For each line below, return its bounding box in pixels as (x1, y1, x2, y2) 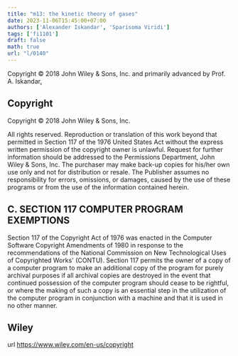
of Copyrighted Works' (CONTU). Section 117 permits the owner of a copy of (7, 256, 231, 265)
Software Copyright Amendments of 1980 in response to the (7, 240, 183, 249)
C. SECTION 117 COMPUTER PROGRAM (7, 204, 183, 216)
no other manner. (7, 301, 58, 309)
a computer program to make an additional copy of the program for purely (7, 263, 224, 272)
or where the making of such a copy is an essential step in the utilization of (7, 286, 227, 294)
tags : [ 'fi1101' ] (7, 30, 59, 38)
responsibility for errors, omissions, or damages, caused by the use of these (7, 175, 231, 184)
